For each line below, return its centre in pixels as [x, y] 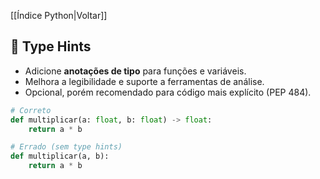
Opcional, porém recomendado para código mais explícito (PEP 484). [168, 92]
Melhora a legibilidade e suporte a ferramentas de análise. [144, 81]
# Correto [31, 110]
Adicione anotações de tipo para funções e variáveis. [135, 71]
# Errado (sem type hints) [66, 147]
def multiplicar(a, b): [60, 156]
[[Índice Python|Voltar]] [59, 15]
